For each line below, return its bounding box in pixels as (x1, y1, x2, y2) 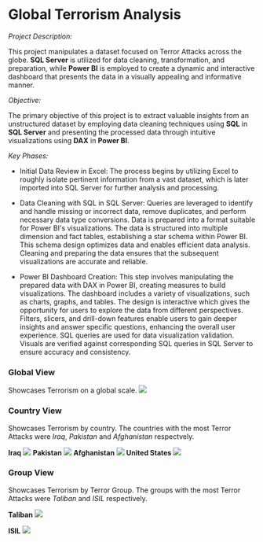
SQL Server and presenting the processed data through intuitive (8, 127, 216, 137)
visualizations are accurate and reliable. (19, 256, 148, 266)
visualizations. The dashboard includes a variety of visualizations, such (19, 289, 250, 298)
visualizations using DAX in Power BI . (8, 135, 130, 145)
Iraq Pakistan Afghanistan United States (8, 448, 172, 457)
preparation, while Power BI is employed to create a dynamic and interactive (8, 63, 255, 72)
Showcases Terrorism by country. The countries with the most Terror (8, 423, 232, 433)
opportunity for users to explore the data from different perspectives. (19, 305, 243, 315)
